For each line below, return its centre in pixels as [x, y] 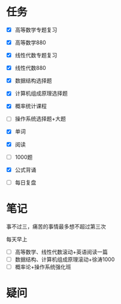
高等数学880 [30, 42]
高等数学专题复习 [36, 30]
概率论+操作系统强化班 [43, 266]
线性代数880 [30, 68]
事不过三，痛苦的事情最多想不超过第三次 [56, 226]
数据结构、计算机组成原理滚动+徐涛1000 [65, 259]
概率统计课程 [31, 106]
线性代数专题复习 [36, 56]
